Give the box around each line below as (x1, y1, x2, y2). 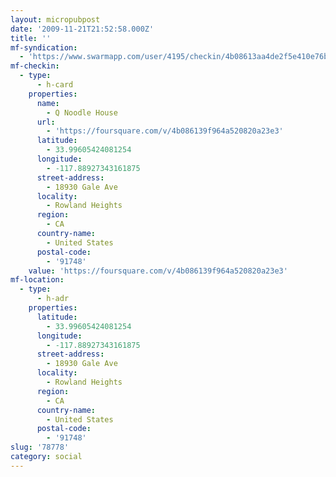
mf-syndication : (10, 42, 78, 53)
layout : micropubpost (10, 14, 101, 25)
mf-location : (10, 275, 65, 285)
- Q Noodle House (46, 107, 118, 118)
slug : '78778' (10, 442, 70, 453)
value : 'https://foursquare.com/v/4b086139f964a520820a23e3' (28, 266, 288, 276)
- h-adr (36, 294, 70, 304)
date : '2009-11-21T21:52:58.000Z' (10, 24, 155, 34)
